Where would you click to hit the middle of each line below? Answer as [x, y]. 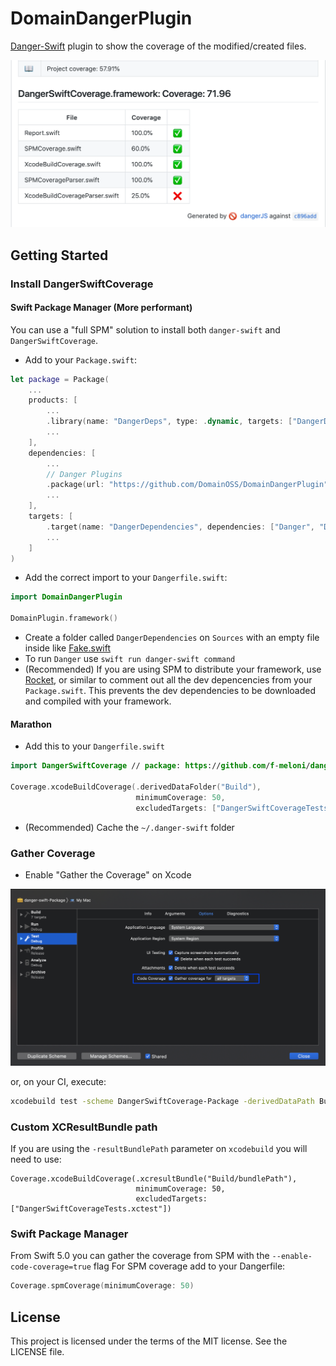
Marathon [31, 724]
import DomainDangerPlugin [66, 597]
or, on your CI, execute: [58, 1081]
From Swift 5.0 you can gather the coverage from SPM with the [140, 1256]
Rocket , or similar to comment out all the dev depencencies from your [168, 680]
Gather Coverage [53, 853]
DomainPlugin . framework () [64, 618]
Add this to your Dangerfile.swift [94, 746]
